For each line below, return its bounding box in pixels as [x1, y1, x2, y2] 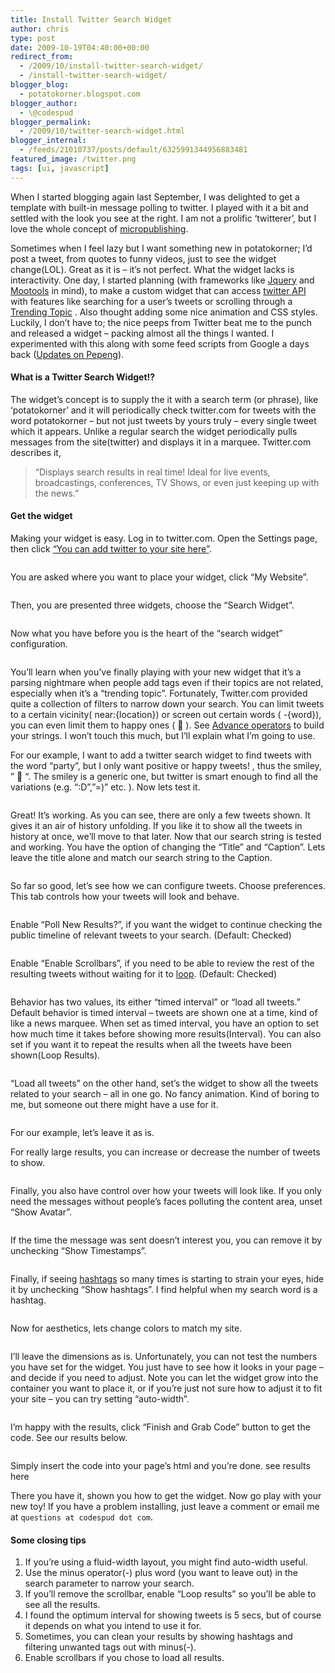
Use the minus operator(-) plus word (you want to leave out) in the [24, 1567, 299, 1579]
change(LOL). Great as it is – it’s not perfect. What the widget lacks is [10, 263, 295, 275]
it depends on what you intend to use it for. [24, 1620, 202, 1632]
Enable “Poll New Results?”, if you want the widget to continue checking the [10, 919, 323, 931]
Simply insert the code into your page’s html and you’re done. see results [10, 1460, 311, 1472]
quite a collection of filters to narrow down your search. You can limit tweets [10, 698, 325, 710]
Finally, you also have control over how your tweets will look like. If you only [10, 1185, 322, 1197]
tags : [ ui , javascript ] [10, 163, 110, 173]
